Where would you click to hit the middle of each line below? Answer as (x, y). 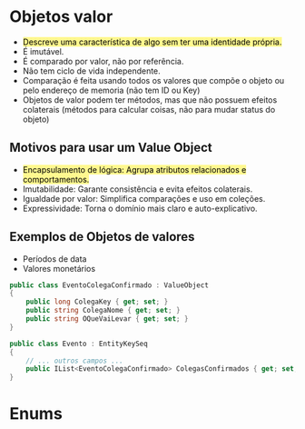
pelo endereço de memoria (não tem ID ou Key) (111, 90)
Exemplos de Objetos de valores (102, 237)
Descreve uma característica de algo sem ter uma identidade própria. (152, 42)
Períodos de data (54, 259)
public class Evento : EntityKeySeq (79, 344)
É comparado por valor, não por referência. (103, 61)
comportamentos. (56, 179)
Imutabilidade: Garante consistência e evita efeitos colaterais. (138, 189)
